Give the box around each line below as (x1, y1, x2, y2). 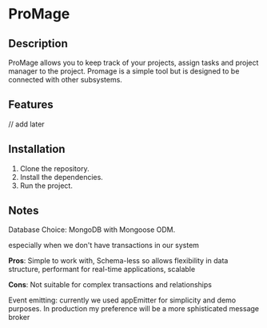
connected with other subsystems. (8, 75, 122, 84)
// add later (8, 119, 46, 129)
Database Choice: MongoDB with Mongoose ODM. (8, 225, 176, 234)
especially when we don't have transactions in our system (8, 241, 200, 250)
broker (8, 313, 30, 322)
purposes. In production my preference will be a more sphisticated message (8, 304, 260, 314)
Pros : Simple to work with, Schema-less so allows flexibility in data (8, 256, 229, 266)
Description (8, 37, 68, 50)
